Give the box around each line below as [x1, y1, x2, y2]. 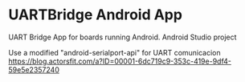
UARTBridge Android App [8, 6, 183, 24]
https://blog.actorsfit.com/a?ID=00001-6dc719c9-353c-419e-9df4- [8, 56, 231, 66]
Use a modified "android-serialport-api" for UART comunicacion [8, 47, 221, 57]
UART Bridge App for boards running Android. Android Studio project [8, 32, 237, 42]
